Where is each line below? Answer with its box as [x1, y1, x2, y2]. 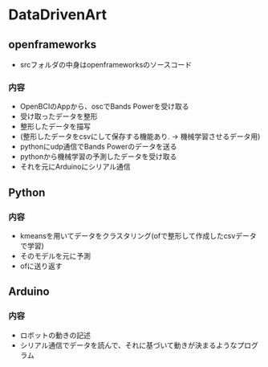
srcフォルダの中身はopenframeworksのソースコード [19, 60, 193, 69]
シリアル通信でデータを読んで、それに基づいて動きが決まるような [19, 340, 238, 350]
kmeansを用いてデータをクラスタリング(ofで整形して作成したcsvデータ [19, 230, 257, 240]
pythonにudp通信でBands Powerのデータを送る [19, 142, 177, 152]
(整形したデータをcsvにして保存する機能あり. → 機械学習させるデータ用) [19, 132, 261, 141]
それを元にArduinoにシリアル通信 [19, 162, 131, 172]
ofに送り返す [19, 261, 63, 271]
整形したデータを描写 [19, 122, 91, 132]
